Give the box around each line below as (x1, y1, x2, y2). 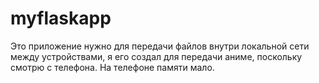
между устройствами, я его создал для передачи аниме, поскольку (10, 50, 303, 62)
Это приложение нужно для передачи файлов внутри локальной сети (10, 40, 310, 52)
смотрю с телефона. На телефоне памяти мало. (10, 61, 215, 73)
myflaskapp (10, 7, 112, 30)
